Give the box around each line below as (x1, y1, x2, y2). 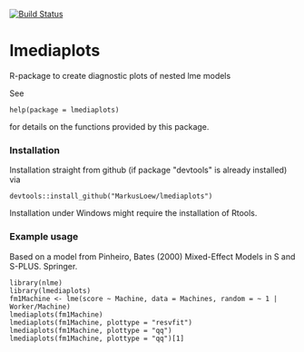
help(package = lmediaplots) (9, 105, 120, 114)
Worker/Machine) (9, 302, 71, 311)
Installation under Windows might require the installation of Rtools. (9, 208, 258, 219)
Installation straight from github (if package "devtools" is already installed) (9, 164, 288, 176)
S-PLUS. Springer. (9, 260, 78, 271)
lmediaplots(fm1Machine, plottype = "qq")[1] (9, 334, 184, 343)
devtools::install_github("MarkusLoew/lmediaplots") (9, 191, 213, 201)
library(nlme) (9, 278, 64, 288)
